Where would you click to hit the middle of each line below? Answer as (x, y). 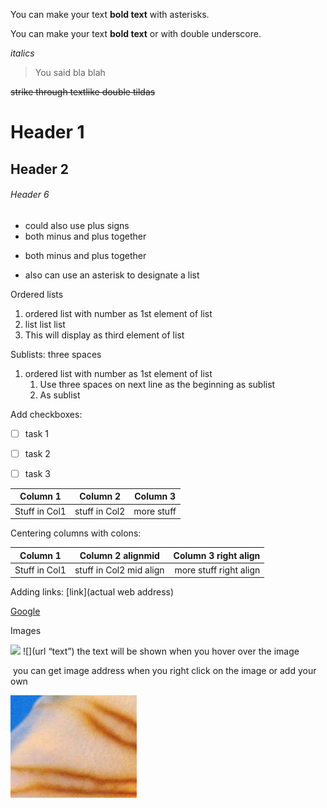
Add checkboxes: (46, 414)
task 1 (36, 433)
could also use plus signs (77, 225)
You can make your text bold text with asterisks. (110, 14)
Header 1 (47, 132)
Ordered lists (37, 294)
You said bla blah (70, 72)
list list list (45, 324)
